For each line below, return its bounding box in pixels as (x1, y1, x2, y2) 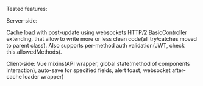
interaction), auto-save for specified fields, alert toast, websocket (6, 66, 171, 74)
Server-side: (6, 17, 38, 24)
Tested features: (6, 5, 48, 12)
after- (171, 66, 186, 74)
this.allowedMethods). (6, 48, 62, 56)
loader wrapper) (23, 73, 64, 80)
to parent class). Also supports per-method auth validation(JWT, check (6, 42, 185, 49)
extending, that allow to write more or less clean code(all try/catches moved (6, 35, 197, 42)
